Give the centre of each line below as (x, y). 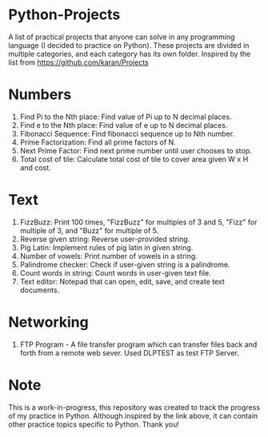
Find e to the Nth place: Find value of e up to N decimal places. (124, 125)
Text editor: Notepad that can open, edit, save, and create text (122, 281)
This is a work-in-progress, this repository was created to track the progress (134, 407)
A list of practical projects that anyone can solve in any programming (122, 37)
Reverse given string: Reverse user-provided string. (105, 239)
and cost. (35, 167)
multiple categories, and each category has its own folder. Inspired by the (130, 54)
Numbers (40, 95)
